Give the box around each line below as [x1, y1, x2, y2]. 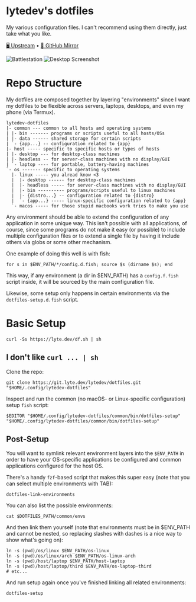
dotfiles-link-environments [6, 492, 76, 498]
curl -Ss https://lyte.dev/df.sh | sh [6, 336, 102, 342]
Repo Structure [6, 76, 83, 90]
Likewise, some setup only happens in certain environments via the [6, 289, 170, 297]
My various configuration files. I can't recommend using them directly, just [6, 24, 187, 31]
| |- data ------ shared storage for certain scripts [6, 135, 142, 142]
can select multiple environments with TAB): [6, 480, 113, 487]
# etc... [6, 569, 28, 575]
